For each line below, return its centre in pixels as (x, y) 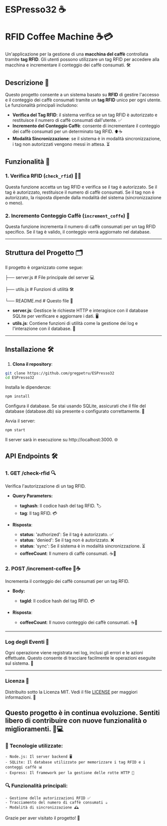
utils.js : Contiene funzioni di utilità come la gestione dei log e (75, 323)
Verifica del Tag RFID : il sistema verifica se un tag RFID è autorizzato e (85, 115)
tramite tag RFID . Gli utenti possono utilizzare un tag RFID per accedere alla (83, 59)
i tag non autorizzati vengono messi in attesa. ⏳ (61, 144)
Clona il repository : (33, 364)
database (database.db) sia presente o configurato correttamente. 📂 (75, 411)
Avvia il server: (20, 421)
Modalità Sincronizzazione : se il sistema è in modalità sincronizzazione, (87, 138)
